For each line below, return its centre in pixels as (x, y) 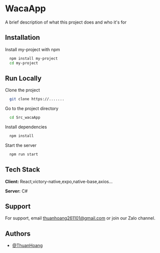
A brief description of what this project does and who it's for (66, 22)
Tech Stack (23, 170)
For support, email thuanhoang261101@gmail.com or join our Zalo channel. (80, 218)
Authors (18, 234)
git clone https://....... (37, 99)
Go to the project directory (32, 109)
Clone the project (23, 90)
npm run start (24, 154)
